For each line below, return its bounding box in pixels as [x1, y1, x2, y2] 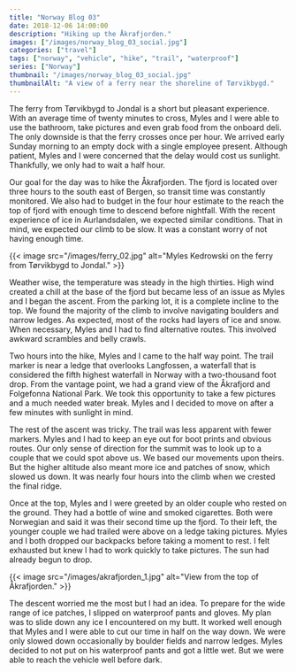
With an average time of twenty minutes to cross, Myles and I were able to [9, 112, 280, 123]
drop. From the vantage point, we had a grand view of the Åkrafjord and [9, 378, 271, 390]
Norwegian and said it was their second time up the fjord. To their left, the [9, 516, 277, 527]
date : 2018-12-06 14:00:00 [9, 21, 109, 30]
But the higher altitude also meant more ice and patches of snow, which [9, 461, 270, 472]
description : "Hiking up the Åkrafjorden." [9, 29, 172, 38]
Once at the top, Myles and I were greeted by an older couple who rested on [9, 498, 287, 508]
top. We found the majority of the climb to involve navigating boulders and [9, 305, 279, 315]
